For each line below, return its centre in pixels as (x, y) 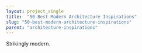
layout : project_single (35, 11)
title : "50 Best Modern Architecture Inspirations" (72, 17)
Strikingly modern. (28, 44)
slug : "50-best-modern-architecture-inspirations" (69, 22)
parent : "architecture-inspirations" (52, 27)
